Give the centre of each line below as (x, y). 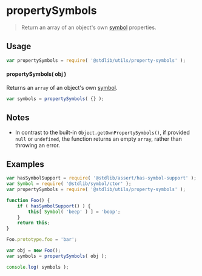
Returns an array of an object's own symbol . (62, 87)
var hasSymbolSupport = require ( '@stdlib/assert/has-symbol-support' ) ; (102, 178)
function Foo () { (28, 200)
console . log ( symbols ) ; (38, 267)
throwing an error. (38, 145)
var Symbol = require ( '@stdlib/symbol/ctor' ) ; (69, 184)
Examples (25, 164)
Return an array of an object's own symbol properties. (89, 27)
